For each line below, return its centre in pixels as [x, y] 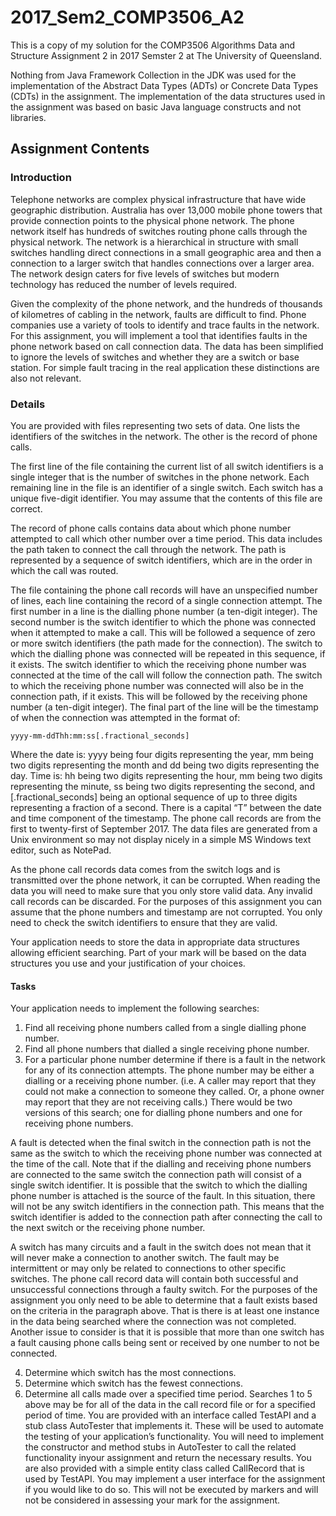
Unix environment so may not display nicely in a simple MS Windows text [161, 839]
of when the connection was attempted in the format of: [125, 717]
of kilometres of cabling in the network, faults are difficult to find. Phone [158, 314]
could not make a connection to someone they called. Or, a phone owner [174, 1092]
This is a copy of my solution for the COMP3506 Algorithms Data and [153, 45]
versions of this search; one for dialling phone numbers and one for [163, 1113]
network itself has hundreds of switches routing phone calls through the [159, 231]
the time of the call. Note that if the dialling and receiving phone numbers [161, 1164]
